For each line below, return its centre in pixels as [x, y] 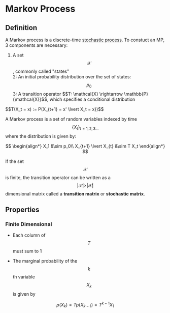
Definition [21, 28]
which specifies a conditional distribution [92, 99]
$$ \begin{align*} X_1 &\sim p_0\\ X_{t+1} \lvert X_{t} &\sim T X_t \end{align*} [85, 146]
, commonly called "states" [41, 71]
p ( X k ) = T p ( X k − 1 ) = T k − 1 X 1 [85, 305]
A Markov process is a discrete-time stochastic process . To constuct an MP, [85, 40]
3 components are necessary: [37, 45]
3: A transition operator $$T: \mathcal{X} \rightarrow [68, 94]
